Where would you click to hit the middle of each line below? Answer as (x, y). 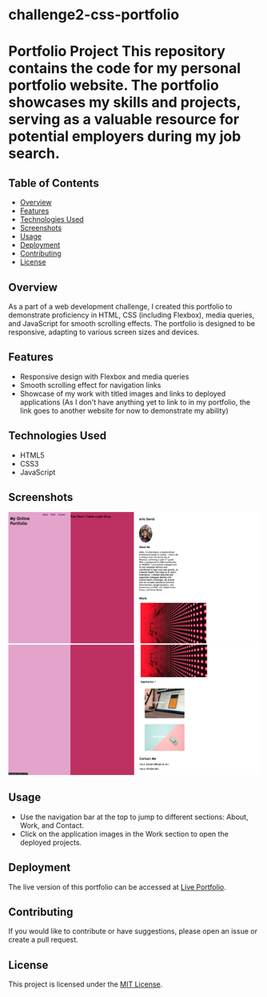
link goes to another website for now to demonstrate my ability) (124, 410)
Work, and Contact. (52, 825)
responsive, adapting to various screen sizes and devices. (104, 332)
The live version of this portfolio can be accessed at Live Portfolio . (117, 886)
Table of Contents (54, 183)
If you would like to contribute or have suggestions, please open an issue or (133, 931)
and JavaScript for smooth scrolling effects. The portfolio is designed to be (132, 323)
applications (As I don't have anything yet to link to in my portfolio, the (135, 402)
